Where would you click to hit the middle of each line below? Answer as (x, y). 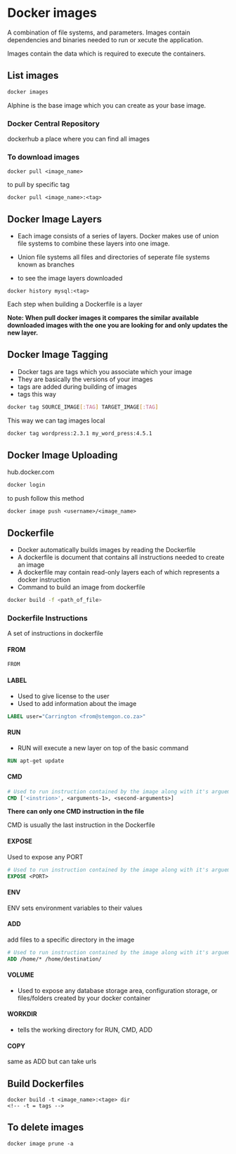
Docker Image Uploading (63, 455)
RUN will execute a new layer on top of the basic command (103, 748)
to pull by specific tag (39, 185)
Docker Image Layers (54, 219)
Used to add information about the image (77, 703)
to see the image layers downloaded (70, 278)
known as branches (46, 264)
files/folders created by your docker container (84, 998)
